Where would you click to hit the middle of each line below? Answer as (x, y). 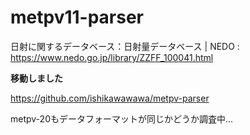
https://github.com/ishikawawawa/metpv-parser (110, 98)
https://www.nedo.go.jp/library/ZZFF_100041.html (112, 57)
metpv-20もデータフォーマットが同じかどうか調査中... (122, 118)
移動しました (36, 78)
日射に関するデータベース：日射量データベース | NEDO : (125, 46)
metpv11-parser (77, 17)
